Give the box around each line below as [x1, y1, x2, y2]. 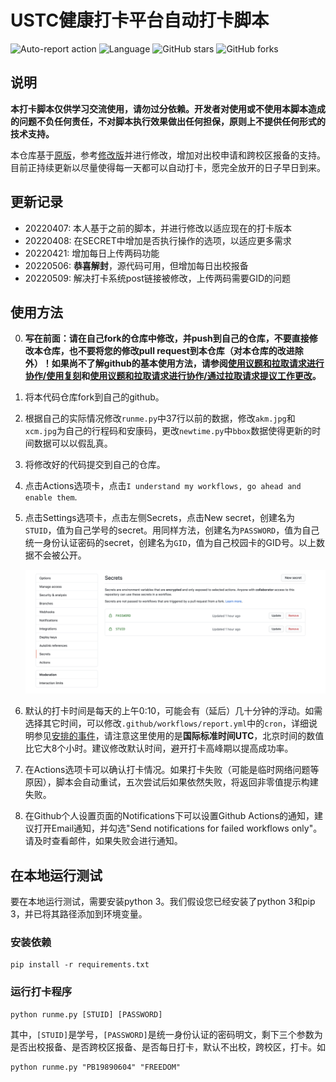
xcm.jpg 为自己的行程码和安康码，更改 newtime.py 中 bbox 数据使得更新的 [24, 425, 313, 437]
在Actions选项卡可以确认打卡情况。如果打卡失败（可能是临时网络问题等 [24, 764, 320, 776]
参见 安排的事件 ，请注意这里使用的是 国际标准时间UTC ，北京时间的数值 [33, 730, 325, 742]
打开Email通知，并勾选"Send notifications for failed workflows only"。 [33, 822, 323, 835]
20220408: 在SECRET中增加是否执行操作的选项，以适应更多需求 [24, 234, 292, 246]
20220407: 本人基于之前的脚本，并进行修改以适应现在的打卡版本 [24, 222, 293, 234]
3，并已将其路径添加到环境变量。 [10, 908, 148, 920]
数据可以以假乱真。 [33, 437, 113, 450]
